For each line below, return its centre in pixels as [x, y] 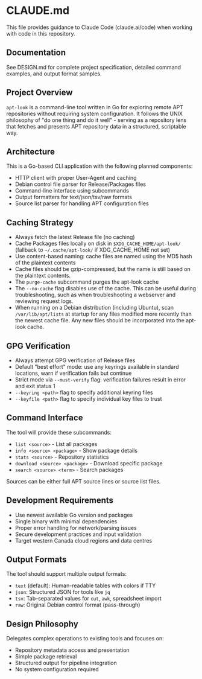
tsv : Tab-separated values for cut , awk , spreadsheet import [88, 599]
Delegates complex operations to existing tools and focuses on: [85, 639]
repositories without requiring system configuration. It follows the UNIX [94, 113]
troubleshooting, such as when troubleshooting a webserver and [95, 295]
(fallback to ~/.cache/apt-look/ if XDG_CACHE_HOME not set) [93, 250]
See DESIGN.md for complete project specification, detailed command [94, 67]
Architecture [31, 151]
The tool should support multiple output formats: [66, 574]
